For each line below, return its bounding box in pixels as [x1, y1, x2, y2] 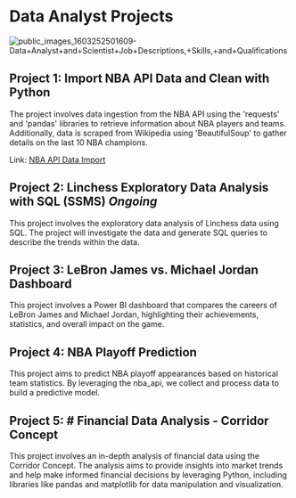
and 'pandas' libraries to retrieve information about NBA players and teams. [9, 118, 287, 128]
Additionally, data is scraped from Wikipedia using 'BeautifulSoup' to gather [9, 127, 287, 138]
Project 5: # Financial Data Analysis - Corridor [9, 412, 269, 429]
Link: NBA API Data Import [9, 154, 106, 165]
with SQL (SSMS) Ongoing [9, 194, 158, 209]
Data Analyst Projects [9, 6, 174, 27]
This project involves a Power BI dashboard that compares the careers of [9, 300, 278, 311]
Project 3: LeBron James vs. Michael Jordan [9, 262, 259, 277]
